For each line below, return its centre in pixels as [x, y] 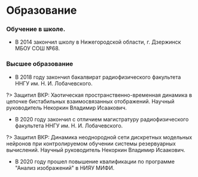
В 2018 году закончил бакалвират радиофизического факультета [98, 77]
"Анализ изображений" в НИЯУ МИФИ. [65, 167]
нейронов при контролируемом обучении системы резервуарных [91, 144]
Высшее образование [40, 64]
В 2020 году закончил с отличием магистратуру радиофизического [102, 119]
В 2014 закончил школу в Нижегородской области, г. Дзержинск [98, 42]
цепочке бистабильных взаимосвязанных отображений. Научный [90, 101]
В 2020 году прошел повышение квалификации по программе [95, 161]
